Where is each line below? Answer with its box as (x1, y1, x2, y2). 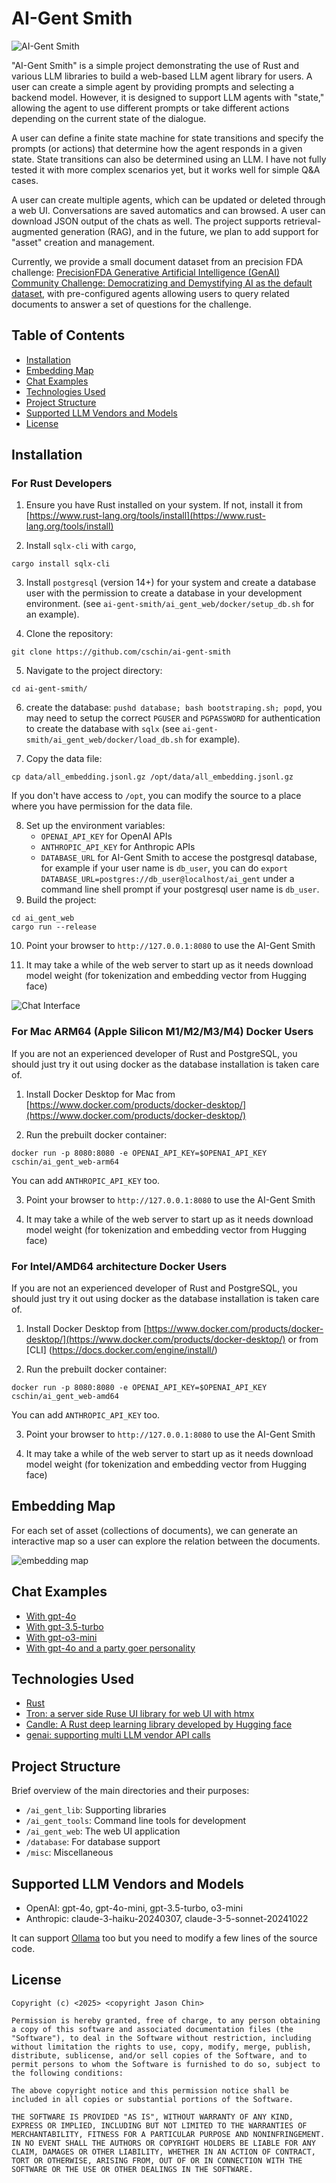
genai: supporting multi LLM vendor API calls (25, 1729, 211, 1741)
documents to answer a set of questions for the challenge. (11, 298, 252, 310)
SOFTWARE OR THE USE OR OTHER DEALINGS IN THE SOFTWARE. (11, 2164, 254, 2174)
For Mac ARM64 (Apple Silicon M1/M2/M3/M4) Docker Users (11, 1025, 314, 1039)
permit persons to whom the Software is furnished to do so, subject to (11, 2059, 321, 2069)
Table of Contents (11, 327, 126, 344)
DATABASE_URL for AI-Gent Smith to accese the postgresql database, (40, 852, 318, 864)
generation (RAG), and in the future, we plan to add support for (60, 225, 319, 237)
